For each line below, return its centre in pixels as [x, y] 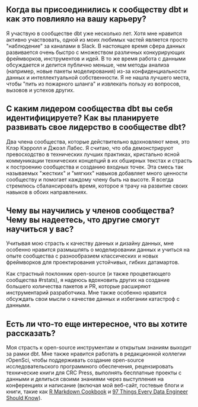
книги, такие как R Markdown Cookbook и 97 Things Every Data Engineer [97, 392]
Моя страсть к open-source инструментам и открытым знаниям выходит [99, 348]
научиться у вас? [40, 229]
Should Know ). [24, 398]
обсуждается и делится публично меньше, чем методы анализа [88, 65]
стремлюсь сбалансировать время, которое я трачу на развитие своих [97, 186]
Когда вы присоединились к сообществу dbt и [97, 10]
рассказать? [31, 333]
